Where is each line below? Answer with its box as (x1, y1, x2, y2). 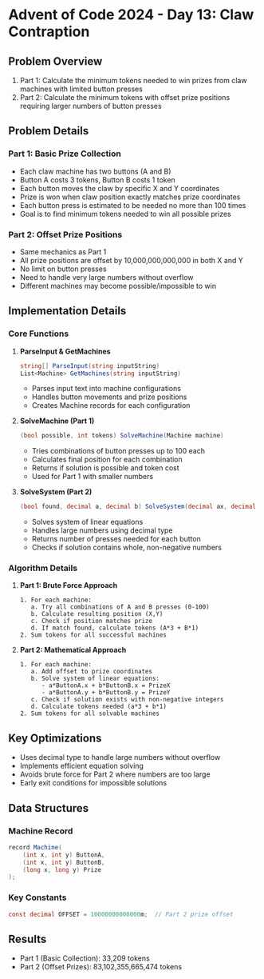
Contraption (8, 22, 90, 41)
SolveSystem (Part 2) (19, 487, 93, 497)
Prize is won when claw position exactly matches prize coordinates (19, 192, 241, 202)
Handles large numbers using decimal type (31, 525, 173, 535)
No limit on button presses (19, 264, 107, 274)
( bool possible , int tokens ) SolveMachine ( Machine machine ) (19, 432, 224, 440)
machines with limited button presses (19, 84, 144, 94)
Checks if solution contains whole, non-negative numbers (31, 542, 222, 553)
